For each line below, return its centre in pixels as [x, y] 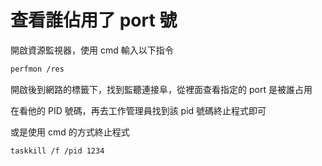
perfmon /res [37, 69]
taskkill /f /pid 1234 [57, 151]
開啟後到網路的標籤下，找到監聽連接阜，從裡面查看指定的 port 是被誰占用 [161, 89]
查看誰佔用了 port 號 [94, 20]
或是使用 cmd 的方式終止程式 [70, 132]
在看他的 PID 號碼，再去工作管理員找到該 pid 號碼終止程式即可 [138, 110]
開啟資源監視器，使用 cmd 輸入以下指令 [92, 50]
